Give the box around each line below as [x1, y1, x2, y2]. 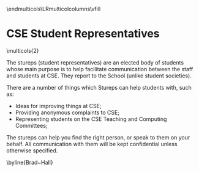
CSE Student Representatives [6, 27, 160, 41]
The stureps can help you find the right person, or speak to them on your [6, 133, 190, 141]
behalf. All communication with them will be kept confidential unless [6, 140, 178, 147]
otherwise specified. [6, 147, 58, 154]
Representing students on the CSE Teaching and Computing [15, 115, 167, 122]
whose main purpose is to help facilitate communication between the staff [6, 65, 193, 72]
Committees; [15, 122, 48, 129]
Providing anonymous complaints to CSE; [15, 109, 120, 116]
